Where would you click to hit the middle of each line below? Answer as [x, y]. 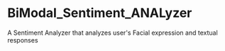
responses [23, 40]
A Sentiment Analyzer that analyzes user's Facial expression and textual [112, 33]
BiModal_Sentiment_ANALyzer [100, 13]
